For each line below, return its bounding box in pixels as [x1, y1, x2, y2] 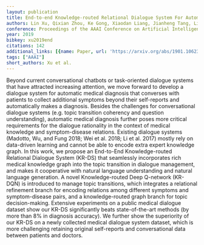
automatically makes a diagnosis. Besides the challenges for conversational [6, 102, 195, 109]
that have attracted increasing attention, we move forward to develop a [6, 83, 184, 90]
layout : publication [6, 9, 59, 15]
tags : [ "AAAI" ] [6, 54, 45, 60]
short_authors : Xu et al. [6, 60, 72, 66]
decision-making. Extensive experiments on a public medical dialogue [6, 199, 182, 207]
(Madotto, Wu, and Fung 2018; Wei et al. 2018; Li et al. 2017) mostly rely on [6, 134, 193, 142]
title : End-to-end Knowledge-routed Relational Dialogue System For [6, 15, 183, 21]
